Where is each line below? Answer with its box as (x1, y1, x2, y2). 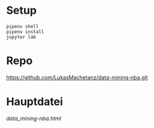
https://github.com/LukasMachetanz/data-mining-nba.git (6, 73, 149, 81)
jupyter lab (6, 34, 36, 40)
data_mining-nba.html (6, 115, 61, 122)
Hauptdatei (6, 95, 63, 109)
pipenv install (6, 28, 45, 35)
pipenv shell (6, 23, 39, 29)
